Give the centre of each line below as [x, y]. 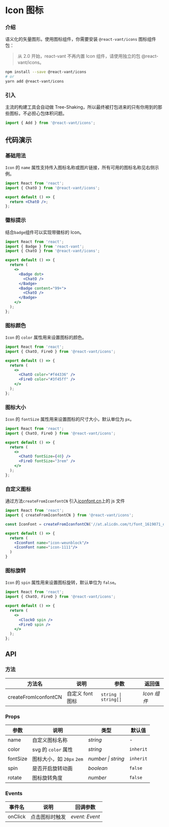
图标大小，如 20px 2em [58, 759]
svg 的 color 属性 [52, 749]
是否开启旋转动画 [52, 769]
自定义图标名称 [50, 740]
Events [14, 793]
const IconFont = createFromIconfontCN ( [48, 524]
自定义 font [80, 694]
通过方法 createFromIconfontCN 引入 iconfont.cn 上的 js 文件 [65, 501]
